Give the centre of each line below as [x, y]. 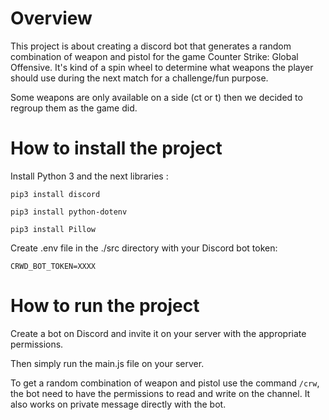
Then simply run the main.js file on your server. [107, 363]
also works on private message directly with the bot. [118, 404]
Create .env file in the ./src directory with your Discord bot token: [144, 248]
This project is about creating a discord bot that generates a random [151, 46]
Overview [51, 18]
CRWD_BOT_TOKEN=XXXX [53, 266]
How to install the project [116, 148]
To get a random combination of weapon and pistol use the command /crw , [165, 383]
